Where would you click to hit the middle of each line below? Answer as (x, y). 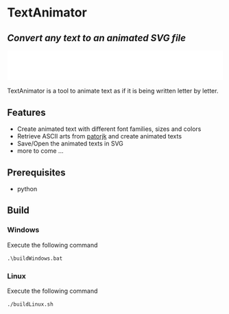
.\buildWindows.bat (35, 258)
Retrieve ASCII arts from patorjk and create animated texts (99, 136)
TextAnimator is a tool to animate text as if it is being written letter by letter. (113, 91)
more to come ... (40, 151)
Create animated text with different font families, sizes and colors (109, 129)
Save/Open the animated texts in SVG (70, 144)
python (27, 189)
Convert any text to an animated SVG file (97, 38)
